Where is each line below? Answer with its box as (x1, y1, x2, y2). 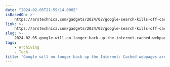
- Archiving (14, 45, 39, 50)
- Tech (14, 49, 28, 54)
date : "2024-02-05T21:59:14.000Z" (5, 7, 78, 13)
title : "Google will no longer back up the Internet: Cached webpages (5, 54, 157, 59)
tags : (5, 40, 17, 45)
